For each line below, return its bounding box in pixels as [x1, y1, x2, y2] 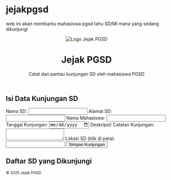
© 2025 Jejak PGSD [6, 170, 41, 175]
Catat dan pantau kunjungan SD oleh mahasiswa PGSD [28, 71, 145, 77]
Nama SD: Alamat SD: [6, 108, 112, 114]
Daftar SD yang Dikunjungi [6, 157, 92, 166]
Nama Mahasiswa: [66, 115, 105, 121]
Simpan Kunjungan [69, 142, 105, 147]
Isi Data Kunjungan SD [6, 94, 78, 103]
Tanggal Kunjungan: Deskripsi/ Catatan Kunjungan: [6, 122, 155, 128]
